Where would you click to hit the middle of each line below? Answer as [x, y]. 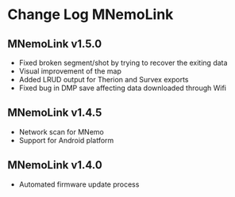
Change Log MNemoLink [91, 15]
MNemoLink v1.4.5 [55, 113]
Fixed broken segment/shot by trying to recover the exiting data [123, 63]
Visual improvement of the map [70, 71]
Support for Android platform [66, 140]
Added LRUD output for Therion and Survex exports [104, 80]
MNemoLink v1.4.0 [55, 165]
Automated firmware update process [79, 184]
